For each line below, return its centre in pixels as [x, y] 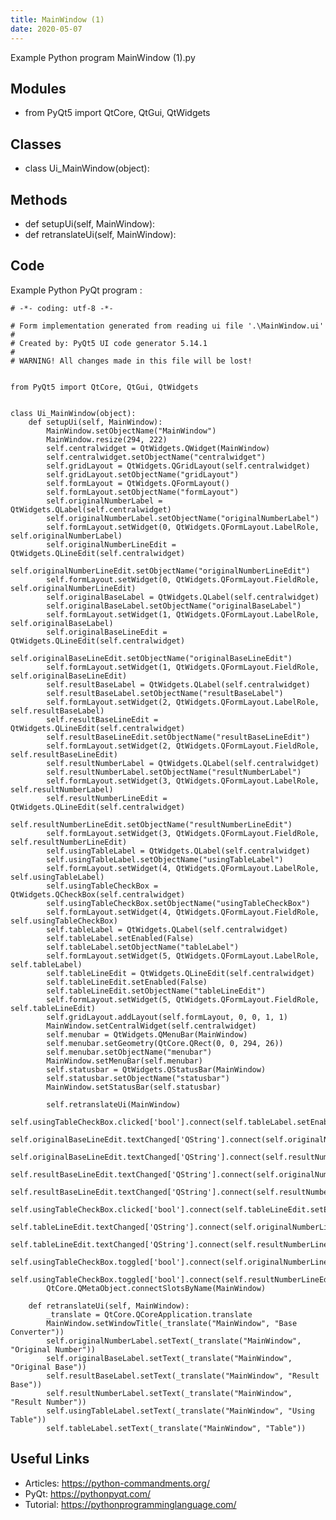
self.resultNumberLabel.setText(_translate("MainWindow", [169, 1393]
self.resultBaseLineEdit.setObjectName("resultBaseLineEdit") [178, 737]
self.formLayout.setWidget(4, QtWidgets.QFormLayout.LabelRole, [183, 868]
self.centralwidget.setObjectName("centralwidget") [156, 457]
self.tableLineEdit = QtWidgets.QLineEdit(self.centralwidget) [180, 973]
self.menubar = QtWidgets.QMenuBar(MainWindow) [147, 1034]
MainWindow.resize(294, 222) [107, 439]
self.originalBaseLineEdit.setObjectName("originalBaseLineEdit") [151, 658]
